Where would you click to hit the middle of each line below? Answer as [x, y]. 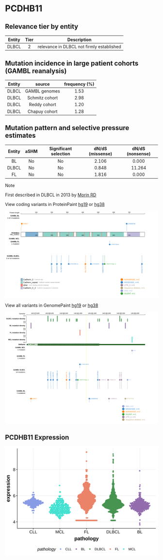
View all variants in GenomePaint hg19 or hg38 [52, 305]
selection [60, 154]
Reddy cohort [43, 105]
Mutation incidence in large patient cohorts [72, 63]
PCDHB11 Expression [37, 437]
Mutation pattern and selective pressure [67, 128]
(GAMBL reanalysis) [36, 71]
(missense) [101, 154]
